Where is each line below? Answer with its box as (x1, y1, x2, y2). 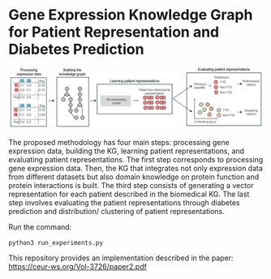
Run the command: (8, 222, 72, 232)
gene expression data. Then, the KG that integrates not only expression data (8, 164, 264, 173)
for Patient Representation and (8, 23, 220, 41)
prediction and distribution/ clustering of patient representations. (8, 207, 225, 216)
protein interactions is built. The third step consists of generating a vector (8, 181, 254, 190)
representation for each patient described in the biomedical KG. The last (8, 189, 250, 199)
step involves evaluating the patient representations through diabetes (8, 198, 240, 208)
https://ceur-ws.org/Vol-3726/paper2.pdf (8, 262, 148, 271)
